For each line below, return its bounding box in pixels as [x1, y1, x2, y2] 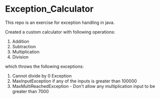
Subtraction [12, 43, 36, 49]
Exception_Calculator [5, 3, 94, 15]
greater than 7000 [12, 88, 49, 94]
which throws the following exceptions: [5, 63, 84, 69]
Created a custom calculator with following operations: [5, 29, 115, 35]
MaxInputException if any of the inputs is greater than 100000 [12, 78, 137, 84]
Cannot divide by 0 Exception [12, 73, 72, 79]
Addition [12, 38, 29, 44]
